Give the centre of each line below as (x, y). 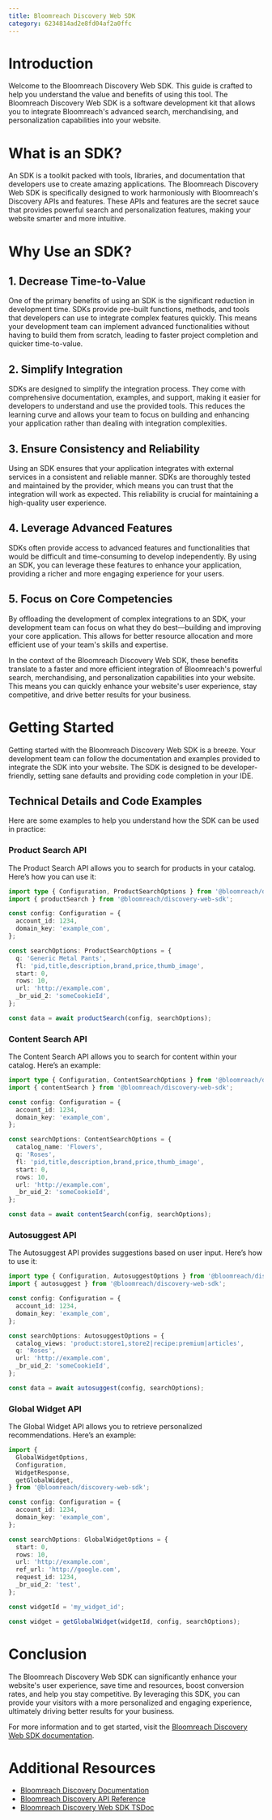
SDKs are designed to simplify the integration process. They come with (127, 389)
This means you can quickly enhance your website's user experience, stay (133, 686)
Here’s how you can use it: (53, 876)
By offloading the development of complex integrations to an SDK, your (127, 619)
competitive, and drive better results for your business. (100, 695)
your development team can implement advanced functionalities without (129, 327)
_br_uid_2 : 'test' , (49, 1585)
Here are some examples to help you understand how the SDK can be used (134, 820)
